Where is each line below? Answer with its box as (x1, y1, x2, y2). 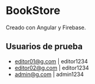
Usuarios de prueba (6, 41, 83, 52)
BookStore (6, 4, 61, 18)
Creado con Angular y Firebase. (6, 24, 86, 31)
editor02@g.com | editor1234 (14, 64, 89, 71)
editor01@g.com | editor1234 (14, 57, 88, 65)
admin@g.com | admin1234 (14, 71, 84, 78)
